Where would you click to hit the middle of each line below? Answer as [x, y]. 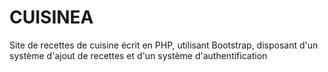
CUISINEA [51, 17]
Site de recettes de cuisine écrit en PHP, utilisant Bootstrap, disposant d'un [164, 45]
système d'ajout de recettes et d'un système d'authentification [138, 55]
